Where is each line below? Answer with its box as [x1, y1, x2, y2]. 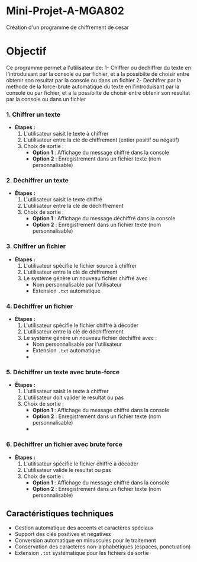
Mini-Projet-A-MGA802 [6, 4, 124, 18]
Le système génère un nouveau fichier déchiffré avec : [23, 335, 157, 342]
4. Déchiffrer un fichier [6, 302, 73, 310]
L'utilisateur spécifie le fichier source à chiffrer [23, 262, 137, 269]
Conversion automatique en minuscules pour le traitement [14, 537, 156, 544]
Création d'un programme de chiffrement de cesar [6, 24, 129, 31]
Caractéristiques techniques [6, 509, 114, 519]
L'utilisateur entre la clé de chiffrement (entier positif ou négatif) [23, 136, 179, 143]
